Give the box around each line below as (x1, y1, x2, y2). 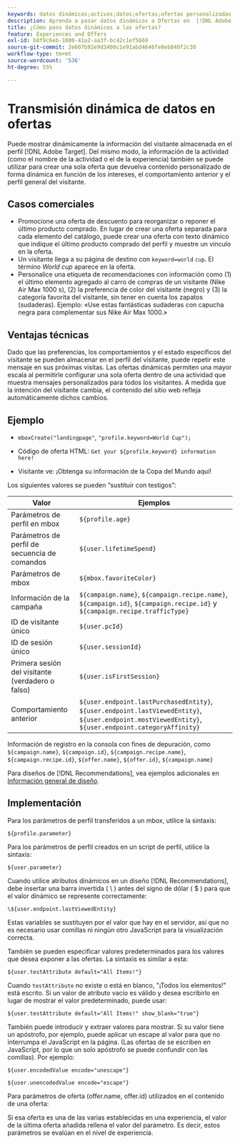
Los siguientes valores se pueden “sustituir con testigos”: (7, 481, 176, 489)
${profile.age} (79, 515, 131, 523)
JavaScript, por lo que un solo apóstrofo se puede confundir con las (7, 1045, 209, 1054)
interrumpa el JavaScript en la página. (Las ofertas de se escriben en (7, 1038, 211, 1046)
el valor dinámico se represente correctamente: (7, 891, 147, 900)
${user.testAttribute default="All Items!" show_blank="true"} (7, 1010, 200, 1017)
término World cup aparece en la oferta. (17, 262, 136, 272)
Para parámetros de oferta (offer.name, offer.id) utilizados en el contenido (7, 1091, 225, 1100)
